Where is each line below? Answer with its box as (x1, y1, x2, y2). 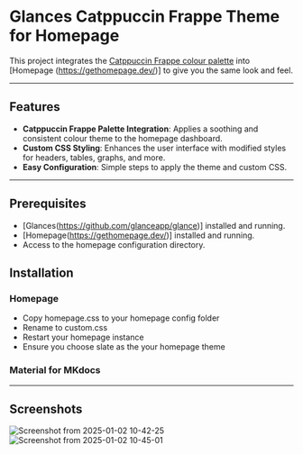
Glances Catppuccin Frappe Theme (9, 6, 280, 27)
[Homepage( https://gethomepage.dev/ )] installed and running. (22, 230, 255, 241)
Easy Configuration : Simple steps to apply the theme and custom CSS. (22, 161, 288, 172)
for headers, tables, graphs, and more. (22, 151, 166, 163)
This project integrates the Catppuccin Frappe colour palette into (9, 55, 251, 66)
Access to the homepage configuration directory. (22, 239, 206, 250)
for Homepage (9, 25, 120, 46)
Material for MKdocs (9, 364, 101, 377)
